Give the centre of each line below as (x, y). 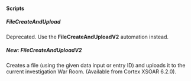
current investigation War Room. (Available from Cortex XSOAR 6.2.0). (91, 72)
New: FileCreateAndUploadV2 (44, 50)
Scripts (15, 8)
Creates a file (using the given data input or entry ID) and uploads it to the (96, 65)
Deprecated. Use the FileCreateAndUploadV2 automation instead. (88, 37)
